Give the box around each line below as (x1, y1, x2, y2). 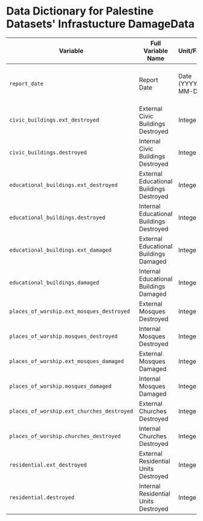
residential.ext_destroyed (9, 461, 87, 468)
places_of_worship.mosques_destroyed (9, 333, 118, 339)
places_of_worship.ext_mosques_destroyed (9, 307, 130, 315)
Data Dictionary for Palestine (6, 4, 154, 18)
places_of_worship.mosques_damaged (9, 382, 112, 390)
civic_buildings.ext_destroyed (9, 116, 100, 123)
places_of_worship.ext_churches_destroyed (9, 407, 134, 415)
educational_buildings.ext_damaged (9, 246, 112, 254)
